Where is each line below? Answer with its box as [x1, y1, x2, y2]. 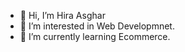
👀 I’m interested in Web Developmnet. [19, 20, 175, 32]
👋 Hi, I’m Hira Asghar [19, 10, 106, 21]
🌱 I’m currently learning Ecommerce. [19, 31, 171, 42]
